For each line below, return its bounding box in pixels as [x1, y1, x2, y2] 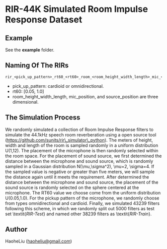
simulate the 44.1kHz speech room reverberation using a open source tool [5, 131, 157, 137]
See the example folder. [5, 47, 55, 53]
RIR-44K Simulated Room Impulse [5, 3, 148, 15]
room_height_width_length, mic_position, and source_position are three [12, 93, 159, 100]
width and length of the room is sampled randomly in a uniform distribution [5, 142, 158, 148]
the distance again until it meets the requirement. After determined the [5, 174, 149, 180]
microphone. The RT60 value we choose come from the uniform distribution [5, 189, 161, 195]
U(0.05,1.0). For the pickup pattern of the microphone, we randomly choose [5, 195, 160, 201]
